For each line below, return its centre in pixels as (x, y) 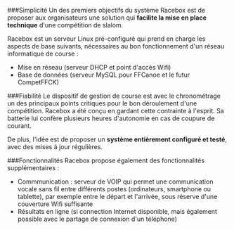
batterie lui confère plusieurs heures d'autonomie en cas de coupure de (111, 118)
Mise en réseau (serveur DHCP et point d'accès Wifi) (94, 67)
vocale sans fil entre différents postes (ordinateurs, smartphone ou (114, 189)
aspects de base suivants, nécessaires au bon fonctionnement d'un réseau (116, 46)
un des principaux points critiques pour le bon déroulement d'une (102, 103)
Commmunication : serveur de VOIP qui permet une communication (115, 181)
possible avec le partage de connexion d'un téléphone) (97, 219)
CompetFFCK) (38, 82)
